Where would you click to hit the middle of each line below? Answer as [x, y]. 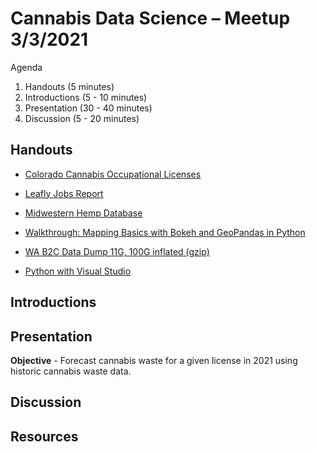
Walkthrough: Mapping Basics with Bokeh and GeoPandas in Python [165, 232]
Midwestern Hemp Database [83, 213]
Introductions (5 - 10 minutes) [86, 97]
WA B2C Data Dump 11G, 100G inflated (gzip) [117, 251]
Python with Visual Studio [78, 271]
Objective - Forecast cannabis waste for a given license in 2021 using [154, 360]
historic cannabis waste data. [71, 371]
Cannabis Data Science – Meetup [150, 18]
